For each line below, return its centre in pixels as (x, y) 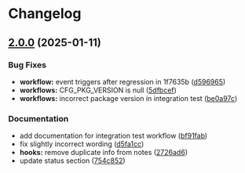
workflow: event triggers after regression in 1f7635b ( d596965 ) (122, 81)
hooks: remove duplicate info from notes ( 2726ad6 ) (104, 153)
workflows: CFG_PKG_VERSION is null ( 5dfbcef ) (98, 90)
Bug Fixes (27, 65)
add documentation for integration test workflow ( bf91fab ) (113, 136)
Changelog (45, 14)
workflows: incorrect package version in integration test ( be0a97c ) (128, 98)
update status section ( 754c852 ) (72, 160)
